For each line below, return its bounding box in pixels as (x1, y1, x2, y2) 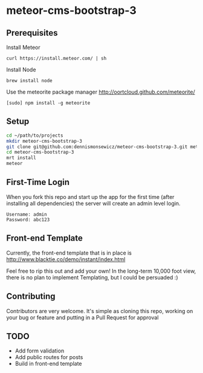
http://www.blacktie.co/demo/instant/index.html (6, 255, 126, 263)
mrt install (6, 155, 36, 161)
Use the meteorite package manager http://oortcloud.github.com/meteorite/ (6, 88, 195, 96)
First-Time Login (6, 177, 70, 187)
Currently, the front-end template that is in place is (6, 249, 132, 256)
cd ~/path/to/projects (6, 132, 63, 138)
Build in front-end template (14, 360, 82, 368)
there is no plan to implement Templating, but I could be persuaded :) (6, 273, 178, 281)
